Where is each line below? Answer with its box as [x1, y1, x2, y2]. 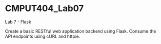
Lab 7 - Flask [5, 19, 32, 25]
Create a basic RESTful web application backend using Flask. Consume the [5, 28, 156, 34]
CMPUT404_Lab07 [5, 3, 84, 14]
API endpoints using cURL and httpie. [5, 33, 80, 39]
